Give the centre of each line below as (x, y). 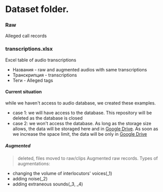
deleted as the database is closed (47, 118)
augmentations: (34, 163)
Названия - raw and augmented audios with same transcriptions (80, 69)
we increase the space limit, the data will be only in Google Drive (80, 134)
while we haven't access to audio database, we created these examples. (80, 103)
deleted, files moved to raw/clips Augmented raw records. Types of (88, 158)
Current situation (23, 92)
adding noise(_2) (30, 178)
